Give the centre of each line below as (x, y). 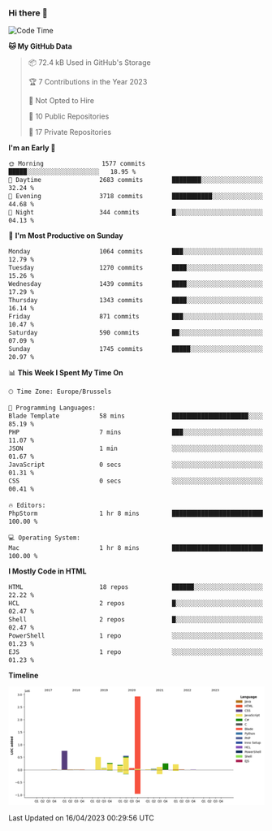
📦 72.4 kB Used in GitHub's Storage (90, 63)
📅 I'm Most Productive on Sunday (66, 236)
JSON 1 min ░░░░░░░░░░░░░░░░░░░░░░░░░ (136, 449)
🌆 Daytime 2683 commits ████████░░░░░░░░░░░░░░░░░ (136, 180)
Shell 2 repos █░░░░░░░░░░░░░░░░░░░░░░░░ (136, 620)
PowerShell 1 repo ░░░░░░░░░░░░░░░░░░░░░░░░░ (136, 636)
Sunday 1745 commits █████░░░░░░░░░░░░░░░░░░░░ (136, 349)
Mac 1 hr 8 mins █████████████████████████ (136, 548)
